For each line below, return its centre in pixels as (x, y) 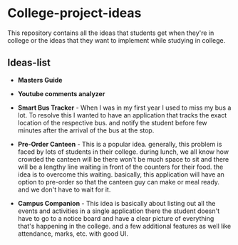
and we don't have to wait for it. (64, 189)
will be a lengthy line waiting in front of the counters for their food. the (120, 167)
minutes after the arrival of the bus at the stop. (86, 130)
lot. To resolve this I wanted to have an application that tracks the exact (122, 115)
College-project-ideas (74, 13)
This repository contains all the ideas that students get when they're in (111, 33)
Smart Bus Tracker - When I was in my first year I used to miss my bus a (124, 108)
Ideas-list (29, 63)
